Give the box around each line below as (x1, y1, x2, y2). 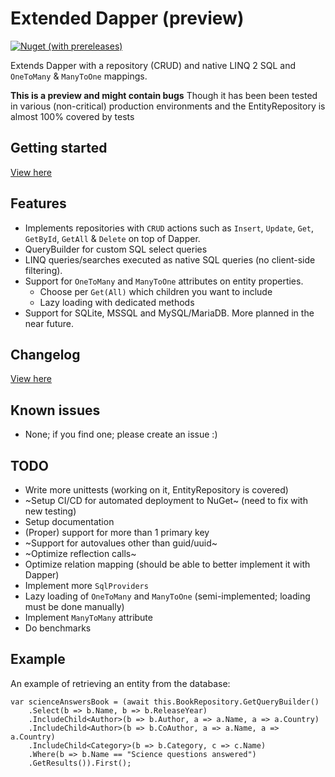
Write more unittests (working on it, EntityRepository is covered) (24, 484, 289, 496)
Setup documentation (24, 516, 115, 527)
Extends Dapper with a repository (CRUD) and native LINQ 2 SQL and (10, 59, 297, 71)
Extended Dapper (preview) (10, 7, 245, 30)
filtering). (24, 264, 63, 276)
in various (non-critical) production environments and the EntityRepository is (10, 100, 326, 112)
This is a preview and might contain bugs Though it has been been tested (10, 89, 318, 101)
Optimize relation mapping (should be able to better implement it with (24, 558, 311, 570)
